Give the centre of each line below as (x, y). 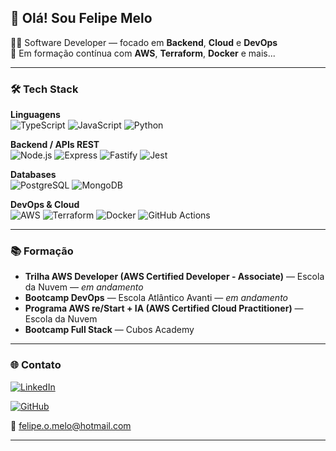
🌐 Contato (36, 365)
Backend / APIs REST (55, 145)
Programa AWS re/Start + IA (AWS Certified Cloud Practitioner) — (164, 308)
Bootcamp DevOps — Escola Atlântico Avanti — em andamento (156, 298)
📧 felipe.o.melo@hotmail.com (71, 425)
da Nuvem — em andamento (84, 287)
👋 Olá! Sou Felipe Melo (81, 18)
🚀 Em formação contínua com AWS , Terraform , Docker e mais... (143, 53)
